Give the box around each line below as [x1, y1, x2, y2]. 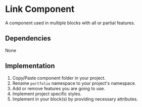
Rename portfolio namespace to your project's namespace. [12, 80, 136, 86]
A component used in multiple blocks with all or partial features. [5, 20, 135, 26]
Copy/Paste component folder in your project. [12, 75, 106, 81]
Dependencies [5, 34, 51, 43]
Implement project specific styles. [12, 91, 82, 97]
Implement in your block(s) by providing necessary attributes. [12, 96, 138, 102]
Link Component [5, 3, 75, 15]
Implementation [5, 62, 55, 70]
